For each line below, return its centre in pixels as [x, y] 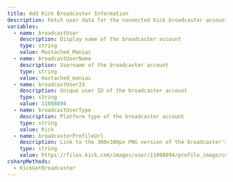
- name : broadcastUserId [49, 84]
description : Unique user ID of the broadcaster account [104, 91]
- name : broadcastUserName [52, 59]
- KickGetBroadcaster [45, 168]
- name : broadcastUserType [52, 110]
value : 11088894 [43, 104]
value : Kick [37, 129]
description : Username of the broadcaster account [94, 65]
